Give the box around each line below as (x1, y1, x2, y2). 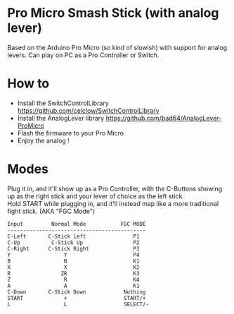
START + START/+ (7, 294, 146, 301)
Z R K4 (7, 276, 140, 283)
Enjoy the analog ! (17, 136, 70, 145)
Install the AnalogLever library (17, 114, 105, 122)
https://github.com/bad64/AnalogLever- (105, 114, 222, 122)
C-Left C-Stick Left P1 (7, 233, 140, 240)
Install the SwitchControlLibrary (17, 99, 109, 107)
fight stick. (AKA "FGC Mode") (7, 207, 96, 215)
